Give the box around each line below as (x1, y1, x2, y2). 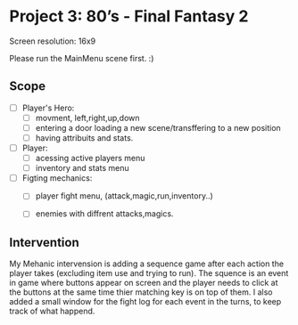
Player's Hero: (21, 102, 75, 113)
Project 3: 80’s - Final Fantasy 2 (9, 6, 249, 27)
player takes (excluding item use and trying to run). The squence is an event (9, 268, 289, 279)
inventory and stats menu (35, 163, 129, 174)
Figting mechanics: (21, 173, 93, 183)
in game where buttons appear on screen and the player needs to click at (9, 278, 278, 288)
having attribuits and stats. (35, 132, 134, 143)
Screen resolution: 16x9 (9, 36, 96, 46)
